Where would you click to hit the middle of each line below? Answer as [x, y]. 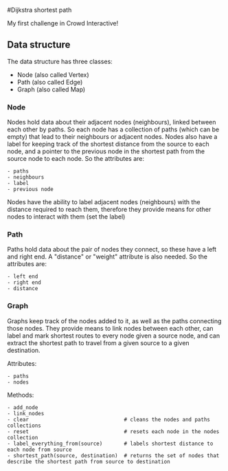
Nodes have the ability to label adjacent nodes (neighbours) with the [104, 202]
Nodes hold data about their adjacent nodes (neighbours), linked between [112, 122]
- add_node [23, 407]
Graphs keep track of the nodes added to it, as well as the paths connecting [114, 321]
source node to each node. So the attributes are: [76, 159]
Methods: [21, 395]
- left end [23, 277]
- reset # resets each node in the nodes [113, 431]
